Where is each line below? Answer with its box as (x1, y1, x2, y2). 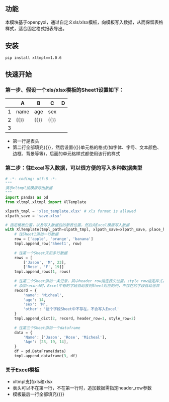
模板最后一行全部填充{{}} (12, 391, 64, 397)
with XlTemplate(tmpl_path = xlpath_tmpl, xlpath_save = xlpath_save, (5, 227, 147, 232)
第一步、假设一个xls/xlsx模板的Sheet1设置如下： (5, 86, 124, 93)
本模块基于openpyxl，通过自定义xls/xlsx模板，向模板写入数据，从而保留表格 (5, 19, 163, 25)
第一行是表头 (12, 138, 39, 144)
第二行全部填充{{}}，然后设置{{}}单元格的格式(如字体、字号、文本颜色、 (12, 144, 162, 150)
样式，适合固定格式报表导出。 (5, 25, 67, 31)
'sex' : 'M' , (23, 302, 49, 307)
